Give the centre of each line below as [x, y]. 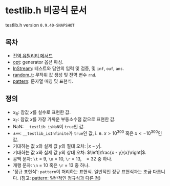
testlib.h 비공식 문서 [46, 10]
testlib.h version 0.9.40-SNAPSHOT [40, 25]
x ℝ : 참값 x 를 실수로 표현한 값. [41, 113]
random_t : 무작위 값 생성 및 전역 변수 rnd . [55, 75]
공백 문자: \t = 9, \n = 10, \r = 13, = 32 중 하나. [62, 158]
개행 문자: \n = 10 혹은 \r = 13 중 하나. [51, 165]
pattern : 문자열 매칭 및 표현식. [43, 81]
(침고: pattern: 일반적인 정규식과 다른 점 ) [60, 178]
